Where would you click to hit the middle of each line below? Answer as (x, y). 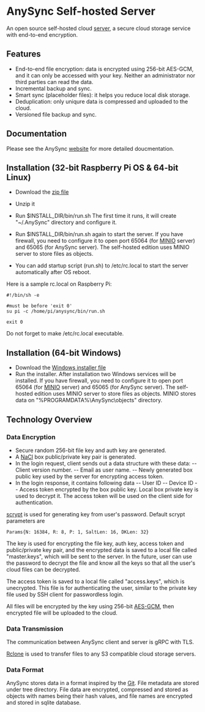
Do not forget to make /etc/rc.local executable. (65, 334)
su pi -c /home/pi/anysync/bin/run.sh (56, 312)
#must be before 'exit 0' (39, 306)
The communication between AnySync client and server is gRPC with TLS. (100, 642)
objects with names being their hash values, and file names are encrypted (99, 696)
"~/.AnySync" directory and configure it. (66, 223)
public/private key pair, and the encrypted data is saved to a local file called (102, 549)
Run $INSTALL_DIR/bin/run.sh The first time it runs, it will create (96, 216)
